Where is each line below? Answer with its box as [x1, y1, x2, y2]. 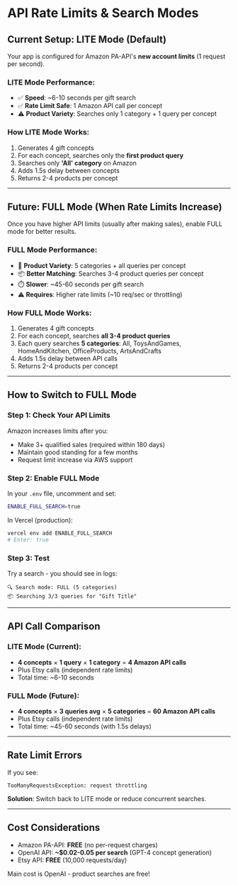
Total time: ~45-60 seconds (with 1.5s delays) [17, 722, 152, 730]
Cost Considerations [7, 822, 101, 834]
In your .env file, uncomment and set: [7, 489, 117, 498]
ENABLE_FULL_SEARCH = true [7, 503, 81, 510]
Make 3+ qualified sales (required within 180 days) [17, 440, 165, 449]
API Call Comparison [7, 621, 101, 633]
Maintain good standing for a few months [17, 448, 138, 456]
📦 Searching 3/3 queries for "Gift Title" [7, 592, 137, 600]
